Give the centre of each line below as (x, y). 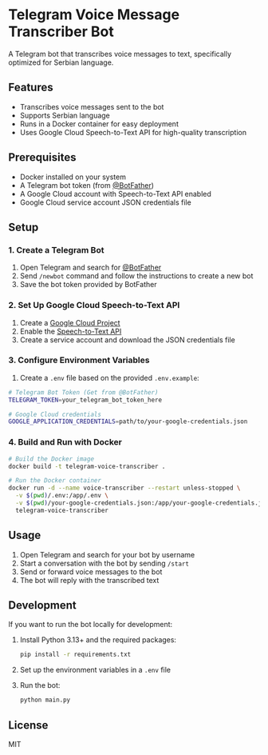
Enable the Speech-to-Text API (71, 331)
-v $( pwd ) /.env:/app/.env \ (62, 496)
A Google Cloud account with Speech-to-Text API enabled (115, 194)
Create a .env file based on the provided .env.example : (109, 377)
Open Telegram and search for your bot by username (107, 554)
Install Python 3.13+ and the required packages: (98, 640)
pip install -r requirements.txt (75, 655)
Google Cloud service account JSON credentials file (105, 202)
